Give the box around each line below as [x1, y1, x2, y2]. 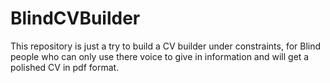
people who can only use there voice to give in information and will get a [10, 50, 310, 62]
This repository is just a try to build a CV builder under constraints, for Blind [10, 40, 322, 52]
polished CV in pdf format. [10, 61, 120, 73]
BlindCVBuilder [10, 7, 141, 30]
